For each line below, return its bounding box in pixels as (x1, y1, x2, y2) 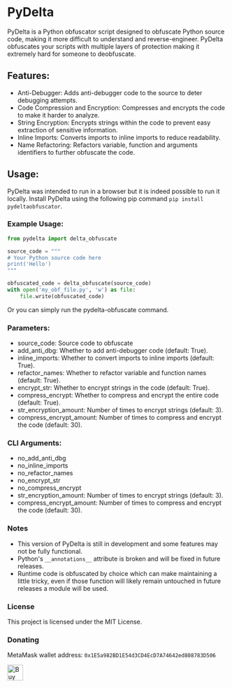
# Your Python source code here (7, 254, 101, 261)
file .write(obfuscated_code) (20, 293, 105, 300)
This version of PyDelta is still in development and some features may (17, 540, 219, 548)
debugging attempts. (17, 96, 78, 104)
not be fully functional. (17, 547, 82, 555)
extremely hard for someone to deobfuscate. (7, 50, 136, 58)
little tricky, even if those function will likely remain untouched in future (17, 577, 222, 585)
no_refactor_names (17, 469, 73, 477)
